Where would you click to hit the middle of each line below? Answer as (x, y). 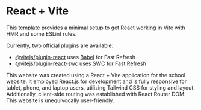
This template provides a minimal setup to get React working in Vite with (96, 27)
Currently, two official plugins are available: (60, 45)
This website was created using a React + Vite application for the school (96, 75)
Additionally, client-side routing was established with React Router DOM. (96, 94)
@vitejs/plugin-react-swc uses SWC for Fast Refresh (80, 63)
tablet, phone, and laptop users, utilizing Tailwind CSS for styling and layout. (101, 87)
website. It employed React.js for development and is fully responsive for (97, 81)
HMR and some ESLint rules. (42, 33)
